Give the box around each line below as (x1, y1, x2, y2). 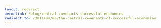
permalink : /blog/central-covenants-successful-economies (4, 11, 124, 16)
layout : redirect (4, 7, 40, 12)
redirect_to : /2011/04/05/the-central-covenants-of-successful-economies (4, 16, 157, 20)
